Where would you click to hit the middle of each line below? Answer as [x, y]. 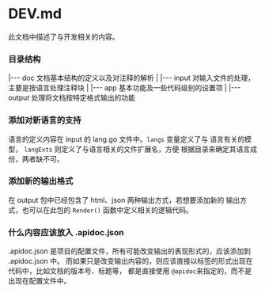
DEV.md [35, 14]
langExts [38, 150]
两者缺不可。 [43, 158]
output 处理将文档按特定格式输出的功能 [72, 98]
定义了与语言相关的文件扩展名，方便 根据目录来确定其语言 [156, 149]
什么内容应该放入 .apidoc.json [66, 232]
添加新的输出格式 [41, 181]
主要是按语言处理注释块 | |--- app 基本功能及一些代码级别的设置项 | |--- [125, 88]
